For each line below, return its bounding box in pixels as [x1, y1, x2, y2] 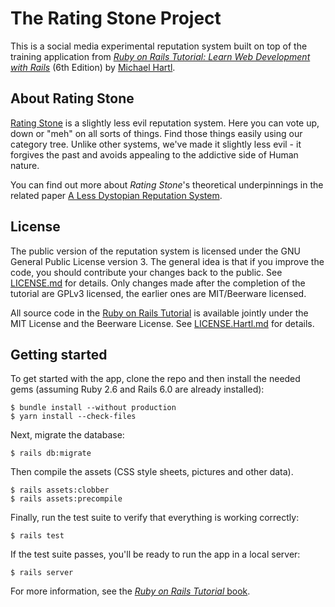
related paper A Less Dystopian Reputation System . [10, 189, 223, 201]
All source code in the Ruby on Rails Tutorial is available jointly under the [10, 307, 309, 319]
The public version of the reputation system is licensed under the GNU [10, 245, 301, 257]
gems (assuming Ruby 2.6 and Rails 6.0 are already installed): [10, 383, 265, 396]
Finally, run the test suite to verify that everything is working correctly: [10, 512, 300, 524]
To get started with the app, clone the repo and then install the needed [10, 373, 301, 385]
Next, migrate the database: [10, 429, 125, 441]
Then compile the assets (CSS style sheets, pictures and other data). [10, 466, 294, 478]
